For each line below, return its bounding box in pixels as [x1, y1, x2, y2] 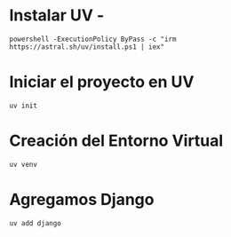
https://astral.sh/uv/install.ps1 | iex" [9, 42, 165, 51]
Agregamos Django [9, 190, 155, 209]
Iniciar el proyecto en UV [9, 72, 195, 92]
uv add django [9, 218, 62, 227]
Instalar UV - [9, 5, 105, 26]
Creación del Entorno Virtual [9, 130, 224, 151]
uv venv [9, 160, 38, 169]
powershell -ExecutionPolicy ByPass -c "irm [9, 35, 177, 43]
